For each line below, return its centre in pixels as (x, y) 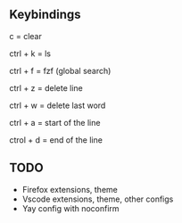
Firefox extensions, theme (70, 189)
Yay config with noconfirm (70, 208)
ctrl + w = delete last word (58, 105)
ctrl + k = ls (30, 54)
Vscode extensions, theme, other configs (98, 199)
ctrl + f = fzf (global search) (60, 70)
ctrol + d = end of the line (56, 140)
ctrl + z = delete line (46, 87)
